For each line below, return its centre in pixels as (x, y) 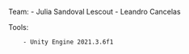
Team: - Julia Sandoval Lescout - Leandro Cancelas (94, 12)
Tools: (19, 27)
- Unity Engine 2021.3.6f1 (68, 42)
